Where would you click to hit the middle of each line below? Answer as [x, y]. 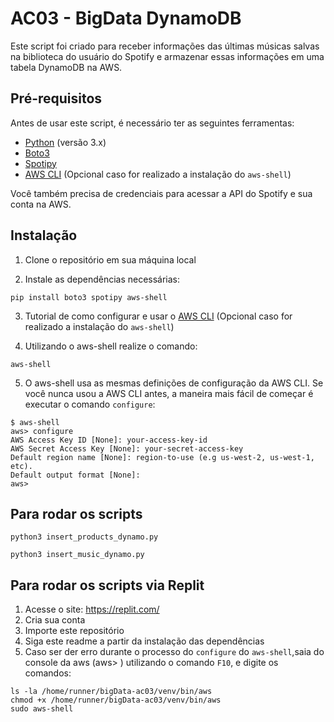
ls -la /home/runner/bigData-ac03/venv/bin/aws [111, 692]
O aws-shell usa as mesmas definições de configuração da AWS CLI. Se [174, 383]
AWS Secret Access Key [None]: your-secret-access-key [127, 448]
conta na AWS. [41, 204]
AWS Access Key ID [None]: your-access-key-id [109, 440]
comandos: [48, 673]
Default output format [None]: [75, 475]
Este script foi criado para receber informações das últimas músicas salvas [165, 46]
